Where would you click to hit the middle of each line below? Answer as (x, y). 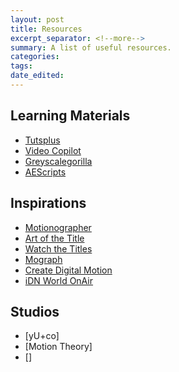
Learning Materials (70, 116)
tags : (21, 66)
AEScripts (45, 172)
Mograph (43, 259)
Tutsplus (42, 140)
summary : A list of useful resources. (91, 47)
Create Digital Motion (68, 270)
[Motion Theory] (58, 347)
